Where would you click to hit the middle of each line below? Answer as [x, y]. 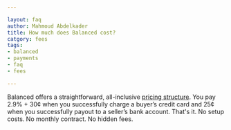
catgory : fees [28, 39]
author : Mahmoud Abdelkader [48, 26]
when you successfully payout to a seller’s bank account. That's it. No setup [116, 111]
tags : [15, 46]
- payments [23, 58]
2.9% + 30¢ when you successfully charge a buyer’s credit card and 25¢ [111, 104]
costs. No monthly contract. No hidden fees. [70, 119]
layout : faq [24, 19]
